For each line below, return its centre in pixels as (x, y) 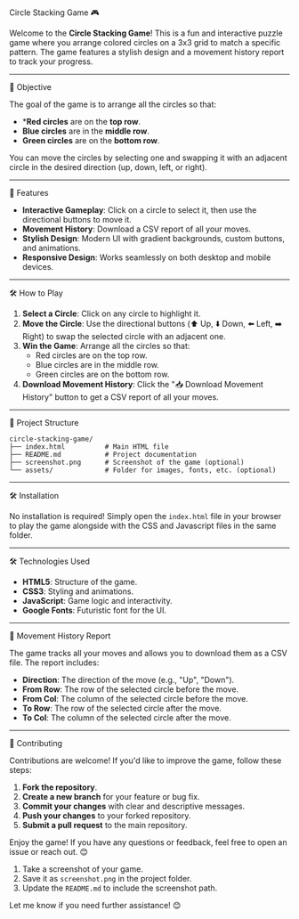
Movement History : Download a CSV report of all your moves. (137, 229)
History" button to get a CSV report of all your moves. (121, 397)
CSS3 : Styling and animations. (78, 591)
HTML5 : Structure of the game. (80, 582)
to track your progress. (51, 61)
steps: (20, 770)
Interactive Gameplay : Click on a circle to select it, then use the (139, 210)
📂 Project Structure (44, 423)
